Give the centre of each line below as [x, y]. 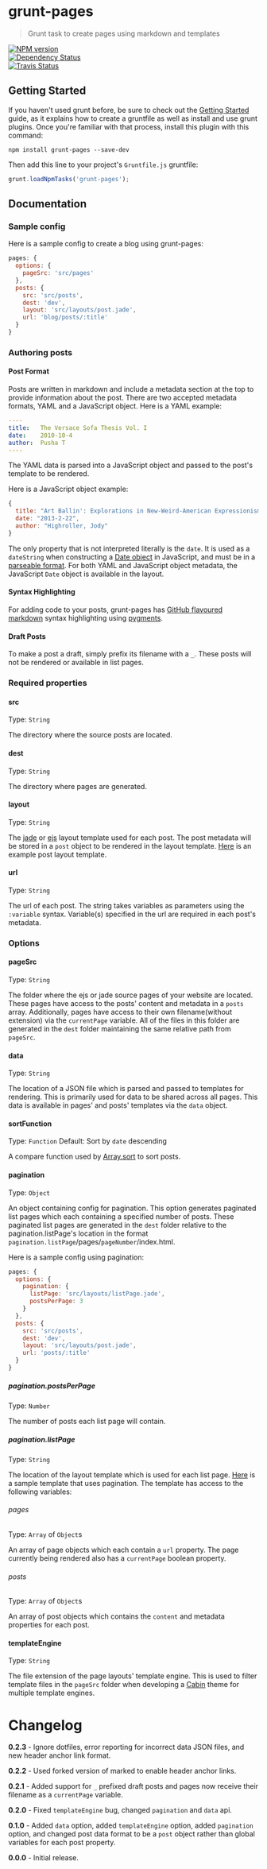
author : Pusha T [37, 443]
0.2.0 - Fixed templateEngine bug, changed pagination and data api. [120, 1810]
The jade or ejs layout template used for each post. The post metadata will [130, 838]
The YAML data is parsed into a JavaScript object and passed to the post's [130, 465]
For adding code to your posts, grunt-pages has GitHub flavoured [116, 609]
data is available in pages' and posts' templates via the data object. [118, 1105]
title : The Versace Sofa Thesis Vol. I [78, 428]
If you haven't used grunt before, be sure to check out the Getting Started [129, 110]
